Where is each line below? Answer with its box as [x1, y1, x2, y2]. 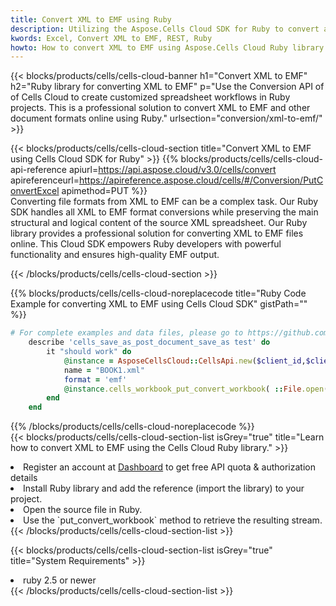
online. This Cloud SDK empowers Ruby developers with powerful [10, 238, 282, 250]
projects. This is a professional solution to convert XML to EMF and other [10, 102, 311, 114]
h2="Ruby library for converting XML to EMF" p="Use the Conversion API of [10, 81, 325, 93]
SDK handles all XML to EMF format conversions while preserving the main [10, 206, 319, 218]
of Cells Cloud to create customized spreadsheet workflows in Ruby [10, 91, 291, 103]
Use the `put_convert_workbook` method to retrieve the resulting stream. [23, 514, 323, 526]
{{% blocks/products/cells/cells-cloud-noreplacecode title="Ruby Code [10, 287, 307, 300]
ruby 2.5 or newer [23, 574, 97, 586]
